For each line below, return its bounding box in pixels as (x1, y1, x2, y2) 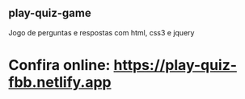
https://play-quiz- (113, 56, 237, 74)
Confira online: (8, 56, 111, 74)
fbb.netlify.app (8, 73, 112, 91)
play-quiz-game (8, 6, 91, 20)
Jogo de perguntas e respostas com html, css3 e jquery (8, 27, 195, 37)
